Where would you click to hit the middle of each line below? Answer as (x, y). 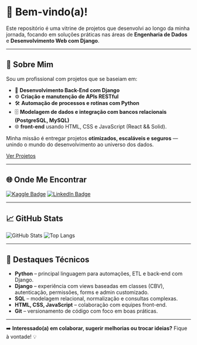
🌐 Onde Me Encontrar (46, 180)
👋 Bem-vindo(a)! (47, 12)
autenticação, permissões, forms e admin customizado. (82, 292)
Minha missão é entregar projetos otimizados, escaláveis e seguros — (92, 138)
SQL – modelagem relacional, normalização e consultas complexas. (96, 299)
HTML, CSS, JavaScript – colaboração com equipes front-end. (91, 305)
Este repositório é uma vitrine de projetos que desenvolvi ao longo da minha (98, 28)
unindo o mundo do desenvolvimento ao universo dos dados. (80, 144)
